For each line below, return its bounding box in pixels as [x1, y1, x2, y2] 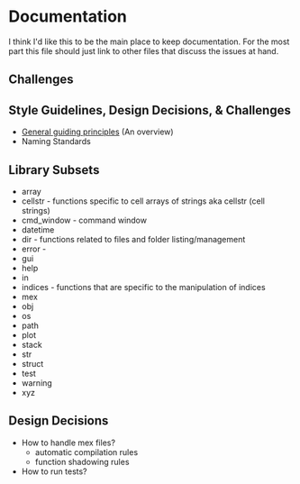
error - [21, 243, 47, 254]
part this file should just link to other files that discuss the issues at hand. [8, 45, 279, 56]
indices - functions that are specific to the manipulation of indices [21, 281, 267, 292]
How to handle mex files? [21, 437, 116, 448]
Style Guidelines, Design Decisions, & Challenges [8, 102, 292, 118]
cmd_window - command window [21, 215, 148, 225]
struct [21, 358, 44, 369]
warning [21, 377, 53, 388]
